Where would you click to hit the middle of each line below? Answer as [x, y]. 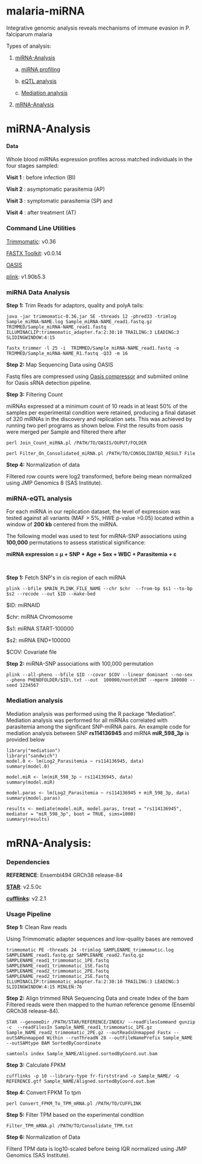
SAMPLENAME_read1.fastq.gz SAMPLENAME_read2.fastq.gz [75, 956]
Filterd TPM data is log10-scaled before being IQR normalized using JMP [96, 1149]
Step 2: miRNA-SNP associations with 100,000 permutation [80, 664]
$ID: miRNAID [23, 605]
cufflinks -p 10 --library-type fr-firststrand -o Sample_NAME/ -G [93, 1076]
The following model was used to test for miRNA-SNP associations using [96, 536]
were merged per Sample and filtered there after [66, 432]
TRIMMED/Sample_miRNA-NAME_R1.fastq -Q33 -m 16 [67, 353]
